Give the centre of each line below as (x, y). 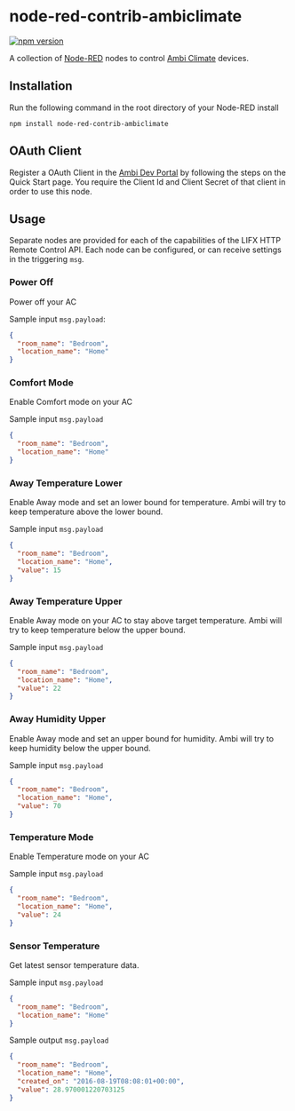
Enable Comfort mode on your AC (71, 402)
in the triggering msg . (47, 259)
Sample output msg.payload (59, 1040)
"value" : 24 (40, 915)
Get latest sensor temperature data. (74, 964)
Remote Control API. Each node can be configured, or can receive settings (145, 250)
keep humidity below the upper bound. (80, 748)
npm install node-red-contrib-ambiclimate (89, 123)
